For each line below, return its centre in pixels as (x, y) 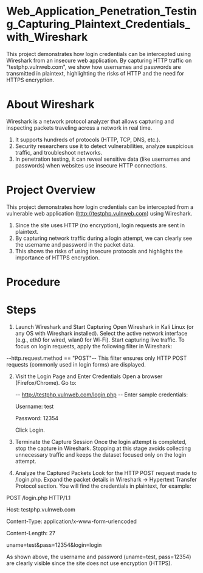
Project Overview (51, 190)
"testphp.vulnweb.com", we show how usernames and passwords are (94, 67)
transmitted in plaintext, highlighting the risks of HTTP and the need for (95, 73)
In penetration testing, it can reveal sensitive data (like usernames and (103, 159)
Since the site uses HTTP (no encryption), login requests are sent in (100, 225)
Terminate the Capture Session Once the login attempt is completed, (101, 441)
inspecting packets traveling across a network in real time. (79, 128)
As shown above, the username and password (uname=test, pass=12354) (99, 557)
